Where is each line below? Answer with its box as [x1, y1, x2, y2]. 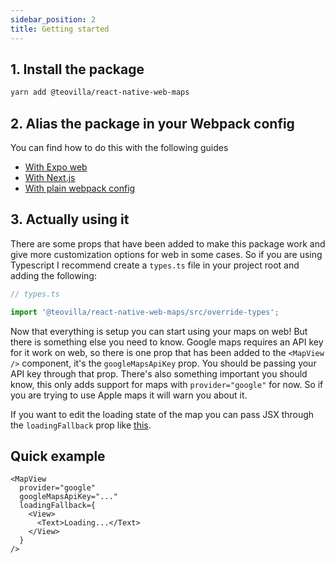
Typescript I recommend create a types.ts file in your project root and [10, 259, 300, 271]
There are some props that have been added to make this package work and [10, 237, 326, 250]
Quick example [10, 447, 106, 465]
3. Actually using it [10, 211, 130, 228]
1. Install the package [10, 61, 145, 78]
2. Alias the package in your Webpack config [10, 115, 295, 132]
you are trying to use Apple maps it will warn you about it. [10, 389, 248, 401]
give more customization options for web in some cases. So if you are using [10, 248, 323, 260]
